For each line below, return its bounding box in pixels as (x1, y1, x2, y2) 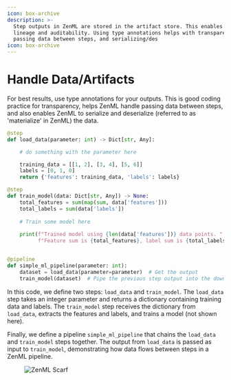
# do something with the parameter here (19, 149, 137, 156)
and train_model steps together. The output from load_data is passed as (7, 337, 212, 346)
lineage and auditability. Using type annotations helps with (13, 29, 195, 36)
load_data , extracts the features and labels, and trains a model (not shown (7, 309, 217, 317)
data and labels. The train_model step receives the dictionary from (7, 302, 196, 310)
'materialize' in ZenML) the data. (7, 116, 99, 125)
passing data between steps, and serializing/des (13, 36, 158, 43)
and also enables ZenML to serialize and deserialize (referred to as (7, 109, 196, 117)
